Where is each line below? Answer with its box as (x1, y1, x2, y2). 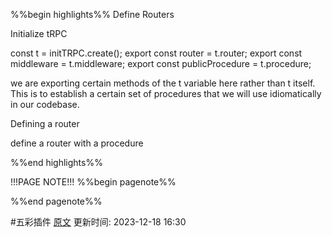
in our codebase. (10, 99, 80, 110)
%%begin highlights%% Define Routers (10, 9, 175, 20)
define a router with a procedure (10, 137, 144, 149)
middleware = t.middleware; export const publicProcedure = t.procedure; (10, 58, 312, 69)
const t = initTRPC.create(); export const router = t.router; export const (10, 47, 303, 59)
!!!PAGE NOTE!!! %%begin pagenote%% (10, 176, 177, 188)
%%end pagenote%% (10, 195, 103, 207)
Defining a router (10, 118, 80, 129)
